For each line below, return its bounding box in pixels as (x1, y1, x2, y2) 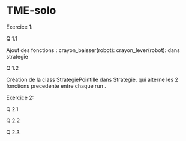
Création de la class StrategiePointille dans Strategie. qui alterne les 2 (6, 76, 179, 83)
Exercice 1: (6, 23, 33, 30)
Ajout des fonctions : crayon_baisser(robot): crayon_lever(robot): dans (6, 46, 180, 54)
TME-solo (6, 4, 56, 17)
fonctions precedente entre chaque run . (6, 82, 106, 90)
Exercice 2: (6, 94, 34, 101)
